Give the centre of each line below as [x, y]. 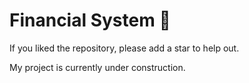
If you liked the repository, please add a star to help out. [124, 48]
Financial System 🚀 [90, 20]
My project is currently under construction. [97, 67]
